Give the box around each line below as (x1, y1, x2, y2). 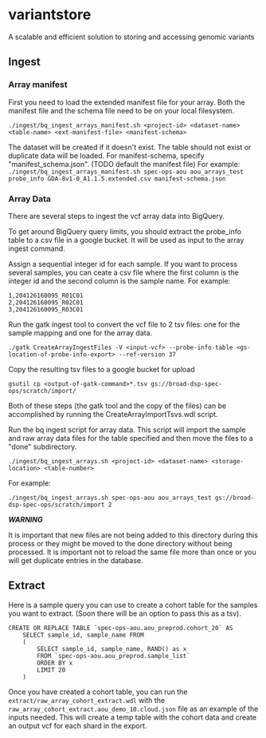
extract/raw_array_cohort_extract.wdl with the (8, 695, 166, 704)
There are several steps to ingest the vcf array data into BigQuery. (8, 211, 225, 220)
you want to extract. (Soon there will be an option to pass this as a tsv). (8, 609, 241, 618)
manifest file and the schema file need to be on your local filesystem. (8, 105, 235, 115)
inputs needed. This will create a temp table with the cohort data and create (8, 712, 257, 722)
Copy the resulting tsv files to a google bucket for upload (8, 364, 195, 374)
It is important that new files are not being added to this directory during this (8, 530, 259, 540)
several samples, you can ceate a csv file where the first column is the (8, 268, 239, 277)
